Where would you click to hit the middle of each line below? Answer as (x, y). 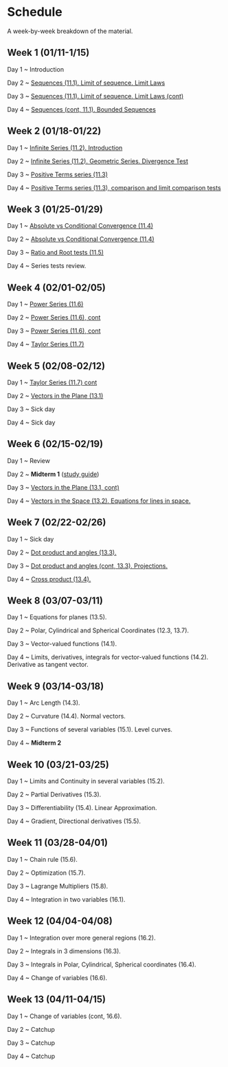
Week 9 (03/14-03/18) (56, 686)
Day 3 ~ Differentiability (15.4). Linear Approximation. (82, 808)
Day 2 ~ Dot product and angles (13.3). (62, 552)
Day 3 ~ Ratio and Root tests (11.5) (56, 253)
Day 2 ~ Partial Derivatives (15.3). (54, 795)
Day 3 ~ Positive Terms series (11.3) (57, 174)
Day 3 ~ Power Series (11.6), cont (54, 331)
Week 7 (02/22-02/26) (57, 522)
